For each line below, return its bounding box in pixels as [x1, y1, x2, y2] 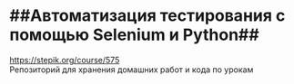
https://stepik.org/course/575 [9, 54, 120, 65]
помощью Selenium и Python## [9, 24, 259, 45]
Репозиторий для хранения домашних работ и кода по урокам [9, 64, 254, 75]
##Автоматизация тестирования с [9, 5, 286, 26]
